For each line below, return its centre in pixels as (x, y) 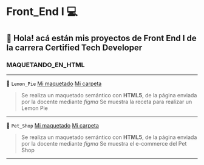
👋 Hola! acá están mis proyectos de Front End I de (102, 38)
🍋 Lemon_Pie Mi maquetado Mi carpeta (54, 83)
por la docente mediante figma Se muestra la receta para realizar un (107, 102)
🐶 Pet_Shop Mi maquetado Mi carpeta (53, 125)
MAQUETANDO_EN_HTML (46, 65)
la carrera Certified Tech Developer (74, 47)
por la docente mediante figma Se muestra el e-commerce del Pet (104, 143)
